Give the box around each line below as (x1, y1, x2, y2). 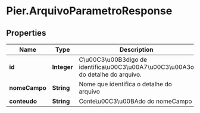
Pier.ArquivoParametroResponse (6, 4, 173, 18)
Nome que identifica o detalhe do (79, 80, 173, 88)
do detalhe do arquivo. (79, 70, 142, 79)
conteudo (9, 97, 37, 105)
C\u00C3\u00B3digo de (79, 55, 148, 64)
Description (119, 46, 154, 54)
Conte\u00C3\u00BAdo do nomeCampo (79, 97, 192, 105)
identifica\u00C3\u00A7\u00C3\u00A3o (79, 63, 195, 71)
